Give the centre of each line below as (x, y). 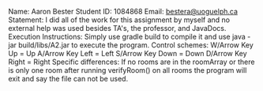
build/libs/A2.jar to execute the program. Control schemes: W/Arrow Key (136, 45)
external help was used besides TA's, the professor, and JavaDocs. (117, 28)
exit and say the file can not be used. (68, 79)
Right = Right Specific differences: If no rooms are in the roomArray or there (131, 62)
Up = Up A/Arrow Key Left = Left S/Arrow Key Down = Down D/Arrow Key (128, 53)
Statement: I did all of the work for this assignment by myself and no (119, 20)
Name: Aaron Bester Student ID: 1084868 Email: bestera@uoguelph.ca (123, 11)
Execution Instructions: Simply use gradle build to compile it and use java (127, 36)
